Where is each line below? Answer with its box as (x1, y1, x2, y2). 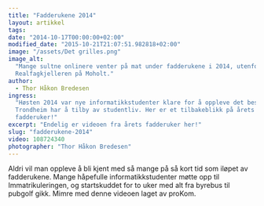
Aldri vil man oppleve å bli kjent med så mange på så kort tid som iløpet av (8, 164, 248, 173)
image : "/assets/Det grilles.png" (8, 48, 122, 56)
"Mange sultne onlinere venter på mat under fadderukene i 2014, (15, 63, 234, 70)
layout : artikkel (8, 19, 65, 27)
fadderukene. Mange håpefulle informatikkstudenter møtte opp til (8, 172, 220, 182)
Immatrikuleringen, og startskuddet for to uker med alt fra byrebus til (8, 181, 230, 190)
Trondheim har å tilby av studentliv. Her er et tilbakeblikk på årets (15, 107, 255, 114)
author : (8, 77, 34, 85)
